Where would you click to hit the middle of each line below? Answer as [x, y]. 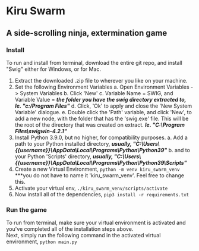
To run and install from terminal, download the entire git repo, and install [94, 62]
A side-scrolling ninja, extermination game [87, 33]
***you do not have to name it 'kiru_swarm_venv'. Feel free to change [99, 175]
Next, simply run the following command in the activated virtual [83, 236]
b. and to [179, 150]
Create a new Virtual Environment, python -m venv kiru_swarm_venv [97, 169]
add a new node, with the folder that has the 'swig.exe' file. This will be [102, 118]
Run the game [27, 209]
